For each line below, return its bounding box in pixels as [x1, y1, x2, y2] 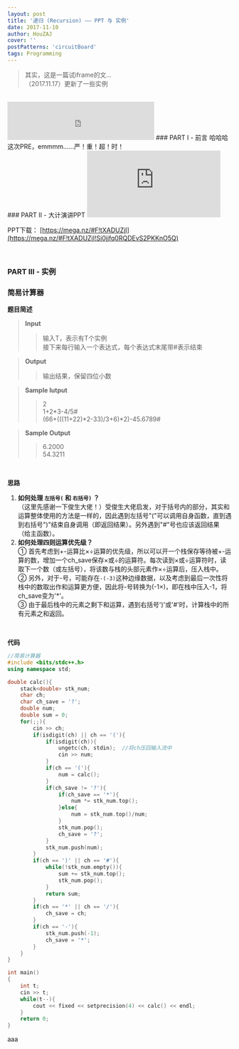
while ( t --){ [20, 996, 55, 1003]
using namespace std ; [7, 665, 72, 673]
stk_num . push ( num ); [45, 844, 103, 851]
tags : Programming [7, 51, 62, 58]
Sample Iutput [24, 386, 68, 395]
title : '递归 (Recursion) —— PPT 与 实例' [7, 17, 130, 24]
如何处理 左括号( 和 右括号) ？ [17, 494, 100, 502]
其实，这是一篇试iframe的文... [24, 70, 112, 79]
